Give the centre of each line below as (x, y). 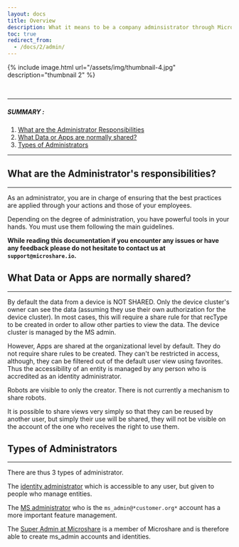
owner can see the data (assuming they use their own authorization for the (117, 309)
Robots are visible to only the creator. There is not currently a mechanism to (118, 390)
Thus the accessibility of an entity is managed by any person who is (107, 368)
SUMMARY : (26, 112)
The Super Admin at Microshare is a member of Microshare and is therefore (118, 529)
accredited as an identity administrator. (65, 376)
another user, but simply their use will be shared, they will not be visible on (117, 419)
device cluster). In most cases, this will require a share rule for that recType (117, 317)
